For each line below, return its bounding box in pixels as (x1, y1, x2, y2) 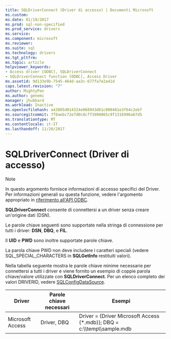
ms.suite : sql (5, 46, 36, 51)
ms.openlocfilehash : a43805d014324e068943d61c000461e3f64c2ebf (5, 107, 142, 112)
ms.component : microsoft (5, 36, 58, 41)
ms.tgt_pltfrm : (5, 55, 38, 60)
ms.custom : (5, 12, 28, 17)
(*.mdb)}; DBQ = (78, 319, 119, 326)
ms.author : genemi (5, 93, 44, 98)
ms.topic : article (5, 60, 44, 65)
